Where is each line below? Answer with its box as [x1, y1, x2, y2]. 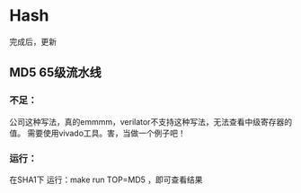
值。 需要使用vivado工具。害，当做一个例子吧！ [9, 127, 186, 138]
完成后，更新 [9, 36, 57, 47]
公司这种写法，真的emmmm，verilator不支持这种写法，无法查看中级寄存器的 [9, 116, 293, 127]
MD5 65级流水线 [9, 65, 102, 81]
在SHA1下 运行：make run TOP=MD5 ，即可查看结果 [9, 174, 204, 185]
